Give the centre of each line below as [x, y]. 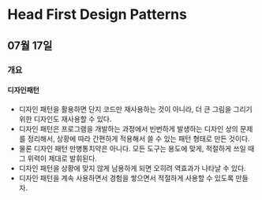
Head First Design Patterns [97, 15]
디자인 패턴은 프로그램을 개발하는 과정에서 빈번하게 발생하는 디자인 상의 [128, 128]
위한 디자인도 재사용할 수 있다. [65, 119]
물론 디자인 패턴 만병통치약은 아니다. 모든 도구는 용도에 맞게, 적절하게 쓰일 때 [137, 148]
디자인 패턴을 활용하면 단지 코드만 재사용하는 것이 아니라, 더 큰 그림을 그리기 [136, 109]
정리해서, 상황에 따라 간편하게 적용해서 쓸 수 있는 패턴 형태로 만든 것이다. [138, 139]
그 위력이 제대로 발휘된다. [58, 158]
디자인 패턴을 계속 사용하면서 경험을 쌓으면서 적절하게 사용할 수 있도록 [126, 178]
